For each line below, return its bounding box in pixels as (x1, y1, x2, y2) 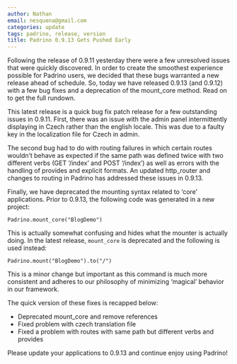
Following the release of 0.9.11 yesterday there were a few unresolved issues (7, 56, 230, 64)
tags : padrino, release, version (7, 30, 106, 38)
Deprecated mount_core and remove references (17, 312, 158, 321)
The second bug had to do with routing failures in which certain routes (7, 144, 212, 152)
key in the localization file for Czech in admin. (7, 130, 140, 139)
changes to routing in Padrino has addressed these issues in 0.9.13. (7, 174, 204, 183)
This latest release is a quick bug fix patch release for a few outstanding (7, 108, 217, 116)
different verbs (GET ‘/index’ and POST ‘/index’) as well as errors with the (7, 159, 220, 167)
